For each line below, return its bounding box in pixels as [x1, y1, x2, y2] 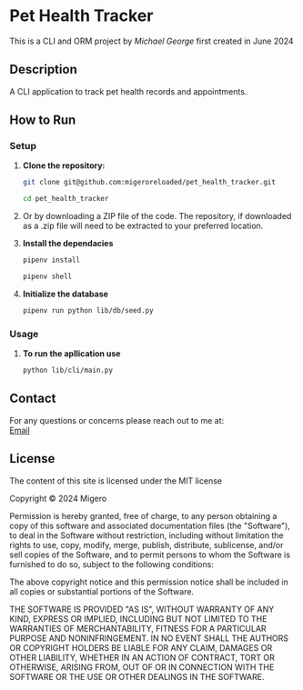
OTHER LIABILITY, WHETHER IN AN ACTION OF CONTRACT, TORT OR [9, 652, 275, 663]
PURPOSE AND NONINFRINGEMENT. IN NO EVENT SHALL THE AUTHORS [9, 633, 289, 644]
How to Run [9, 113, 76, 128]
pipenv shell [22, 272, 73, 282]
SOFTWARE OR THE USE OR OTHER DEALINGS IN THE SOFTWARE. [9, 671, 265, 682]
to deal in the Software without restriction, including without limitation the [9, 529, 284, 541]
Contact [9, 391, 56, 406]
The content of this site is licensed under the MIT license [9, 475, 223, 486]
